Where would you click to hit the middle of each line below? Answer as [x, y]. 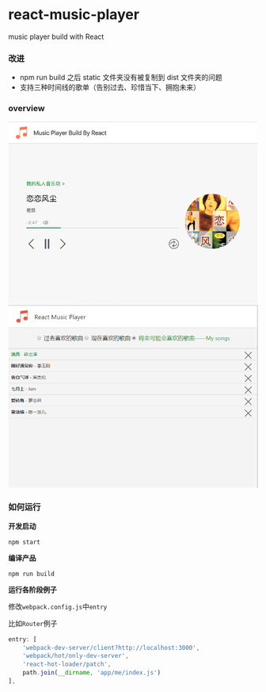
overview [27, 109]
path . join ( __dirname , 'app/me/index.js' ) [91, 673]
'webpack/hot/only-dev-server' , [76, 656]
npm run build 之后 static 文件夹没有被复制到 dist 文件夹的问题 [121, 78]
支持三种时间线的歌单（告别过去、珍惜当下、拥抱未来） [110, 87]
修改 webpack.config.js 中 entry [58, 606]
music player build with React [56, 37]
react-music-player [74, 15]
